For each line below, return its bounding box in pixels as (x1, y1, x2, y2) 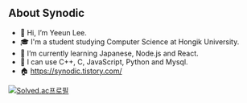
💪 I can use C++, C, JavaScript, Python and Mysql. (19, 56, 188, 67)
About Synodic (8, 6, 85, 20)
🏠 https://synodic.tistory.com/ (19, 66, 122, 76)
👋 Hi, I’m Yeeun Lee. (19, 27, 87, 37)
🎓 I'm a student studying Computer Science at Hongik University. (19, 36, 240, 47)
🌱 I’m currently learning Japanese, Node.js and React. (19, 48, 199, 58)
